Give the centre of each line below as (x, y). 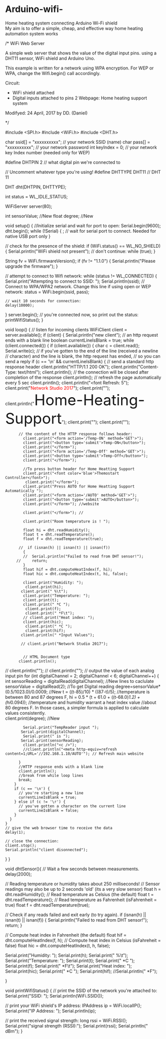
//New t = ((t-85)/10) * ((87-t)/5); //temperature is (99, 692)
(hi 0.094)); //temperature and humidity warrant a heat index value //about (81, 702)
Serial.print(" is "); (47, 736)
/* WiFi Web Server (25, 43)
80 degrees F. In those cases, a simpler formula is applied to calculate (77, 707)
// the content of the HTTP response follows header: (76, 434)
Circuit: (12, 83)
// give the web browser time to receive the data (59, 828)
